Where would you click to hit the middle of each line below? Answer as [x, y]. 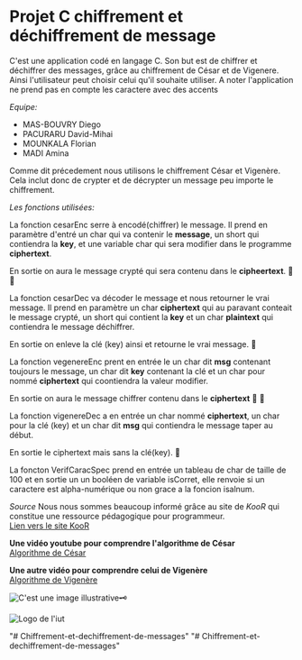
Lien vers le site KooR [50, 526]
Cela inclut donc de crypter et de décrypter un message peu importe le [142, 180]
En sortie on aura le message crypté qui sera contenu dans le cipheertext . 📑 [151, 270]
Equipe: [23, 106]
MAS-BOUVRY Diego [62, 124]
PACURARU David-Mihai [68, 133]
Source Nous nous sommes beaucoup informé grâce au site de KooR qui [144, 506]
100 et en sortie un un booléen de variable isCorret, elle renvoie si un [137, 479]
